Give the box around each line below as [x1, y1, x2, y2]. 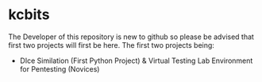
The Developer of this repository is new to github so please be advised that [8, 32, 254, 41]
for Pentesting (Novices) [19, 64, 100, 73]
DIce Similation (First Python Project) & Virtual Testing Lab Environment [19, 56, 253, 65]
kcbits [8, 6, 50, 24]
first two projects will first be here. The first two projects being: [8, 40, 214, 49]
